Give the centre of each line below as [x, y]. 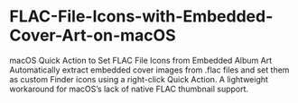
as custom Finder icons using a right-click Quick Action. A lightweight [139, 79]
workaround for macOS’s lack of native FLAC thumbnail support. [129, 89]
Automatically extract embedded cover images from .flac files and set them [149, 70]
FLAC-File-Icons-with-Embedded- [141, 17]
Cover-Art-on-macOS [93, 35]
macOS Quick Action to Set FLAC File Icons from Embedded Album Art [141, 60]
